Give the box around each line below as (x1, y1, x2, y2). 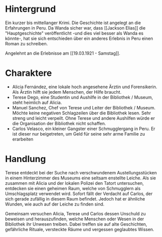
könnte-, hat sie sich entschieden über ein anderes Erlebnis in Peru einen (5, 35, 153, 41)
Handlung (5, 154, 46, 165)
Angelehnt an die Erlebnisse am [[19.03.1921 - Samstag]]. (5, 50, 120, 56)
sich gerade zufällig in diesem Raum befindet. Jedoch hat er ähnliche (5, 196, 145, 202)
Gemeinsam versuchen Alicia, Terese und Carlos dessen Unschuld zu (5, 210, 146, 216)
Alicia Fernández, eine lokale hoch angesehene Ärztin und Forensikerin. (12, 84, 158, 90)
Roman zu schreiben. (5, 40, 48, 46)
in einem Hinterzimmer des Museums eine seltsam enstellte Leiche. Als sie (5, 175, 156, 181)
